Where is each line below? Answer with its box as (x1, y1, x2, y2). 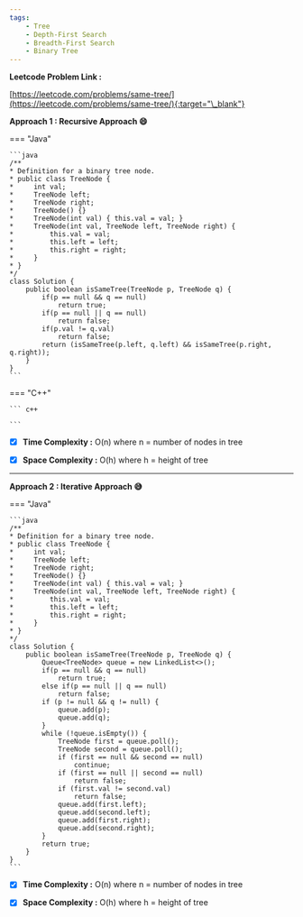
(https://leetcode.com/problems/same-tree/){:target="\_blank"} (9, 98, 245, 109)
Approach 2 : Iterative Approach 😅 (9, 481, 142, 492)
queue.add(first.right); (57, 816, 151, 825)
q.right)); (9, 348, 50, 357)
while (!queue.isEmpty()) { (41, 729, 147, 738)
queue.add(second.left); (57, 808, 151, 817)
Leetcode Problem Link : (9, 71, 102, 82)
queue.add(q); (57, 713, 111, 722)
